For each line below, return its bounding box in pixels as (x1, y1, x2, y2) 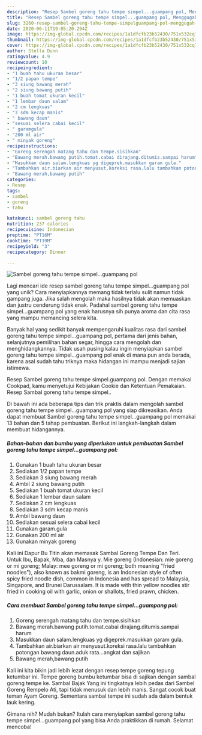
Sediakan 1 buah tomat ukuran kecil (15, 487, 104, 494)
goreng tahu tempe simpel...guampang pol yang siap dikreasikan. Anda (7, 407, 183, 414)
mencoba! (7, 723, 32, 731)
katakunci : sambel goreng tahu (7, 215, 85, 221)
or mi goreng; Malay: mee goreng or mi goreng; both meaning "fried (7, 562, 175, 570)
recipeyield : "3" (7, 243, 50, 250)
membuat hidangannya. (7, 426, 65, 433)
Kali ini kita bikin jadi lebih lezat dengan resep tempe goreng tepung (7, 667, 174, 674)
